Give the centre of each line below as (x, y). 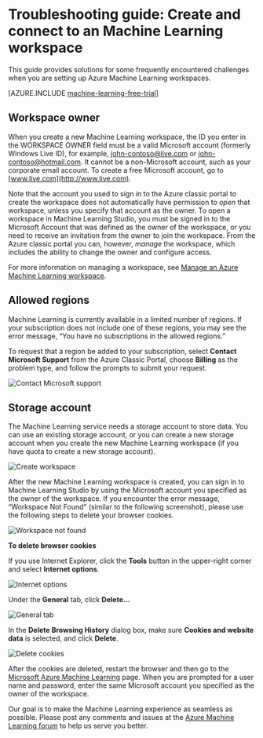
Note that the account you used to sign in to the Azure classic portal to (122, 193)
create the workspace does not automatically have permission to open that (129, 202)
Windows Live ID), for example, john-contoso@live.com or (102, 153)
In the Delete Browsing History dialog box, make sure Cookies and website (131, 630)
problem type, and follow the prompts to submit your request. (108, 367)
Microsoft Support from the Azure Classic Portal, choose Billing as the (123, 360)
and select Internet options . (54, 569)
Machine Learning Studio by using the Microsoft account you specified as (128, 490)
